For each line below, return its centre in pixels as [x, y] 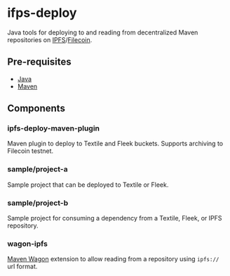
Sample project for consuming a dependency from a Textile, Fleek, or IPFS [115, 218]
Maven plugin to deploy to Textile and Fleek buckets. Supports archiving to [115, 144]
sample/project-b [38, 203]
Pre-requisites [39, 62]
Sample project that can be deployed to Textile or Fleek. [88, 185]
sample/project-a [38, 169]
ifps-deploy [42, 13]
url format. [22, 267]
